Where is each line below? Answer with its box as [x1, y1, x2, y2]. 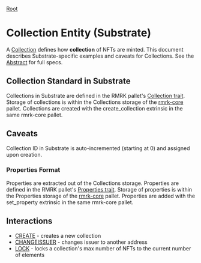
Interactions [6, 216, 53, 226]
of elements [14, 251, 45, 258]
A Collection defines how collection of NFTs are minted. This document [6, 46, 184, 53]
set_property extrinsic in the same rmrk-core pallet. [6, 198, 134, 206]
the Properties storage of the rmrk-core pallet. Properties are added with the [6, 192, 196, 199]
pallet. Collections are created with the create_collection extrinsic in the [6, 104, 183, 112]
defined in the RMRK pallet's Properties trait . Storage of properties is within [6, 186, 193, 193]
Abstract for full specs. [6, 58, 63, 65]
